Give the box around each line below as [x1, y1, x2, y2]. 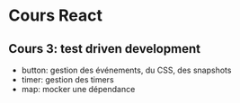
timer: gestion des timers [21, 74, 114, 85]
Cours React [8, 5, 103, 26]
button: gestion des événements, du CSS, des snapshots [21, 64, 232, 75]
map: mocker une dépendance [21, 84, 136, 94]
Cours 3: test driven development [8, 41, 201, 56]
